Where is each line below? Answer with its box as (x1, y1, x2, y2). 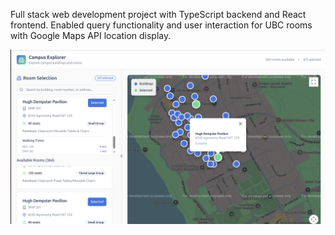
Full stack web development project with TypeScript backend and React (10, 9, 307, 20)
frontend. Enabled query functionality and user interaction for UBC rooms (10, 19, 313, 31)
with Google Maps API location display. (10, 30, 172, 41)
